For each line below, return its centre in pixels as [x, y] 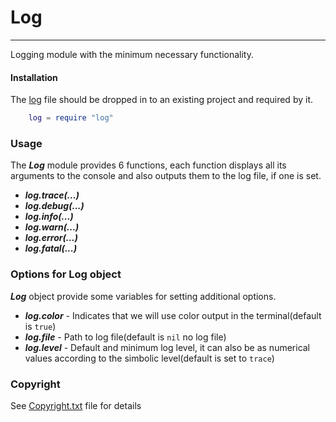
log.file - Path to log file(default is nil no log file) [125, 337]
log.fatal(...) [51, 248]
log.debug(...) [54, 206]
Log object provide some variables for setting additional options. [143, 296]
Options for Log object [66, 274]
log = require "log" [71, 118]
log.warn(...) [52, 227]
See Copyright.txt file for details [76, 405]
